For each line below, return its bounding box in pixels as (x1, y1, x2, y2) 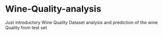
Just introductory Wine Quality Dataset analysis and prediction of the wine (5, 19, 158, 25)
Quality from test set (5, 24, 47, 30)
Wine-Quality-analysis (5, 3, 101, 15)
